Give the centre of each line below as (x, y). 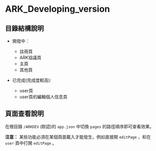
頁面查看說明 (25, 114)
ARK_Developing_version (58, 9)
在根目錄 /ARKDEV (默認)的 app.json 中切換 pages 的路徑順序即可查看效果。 (80, 126)
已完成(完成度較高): (32, 80)
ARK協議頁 (30, 58)
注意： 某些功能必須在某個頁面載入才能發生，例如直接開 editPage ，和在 (78, 137)
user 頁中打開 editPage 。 (31, 143)
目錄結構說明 (25, 28)
